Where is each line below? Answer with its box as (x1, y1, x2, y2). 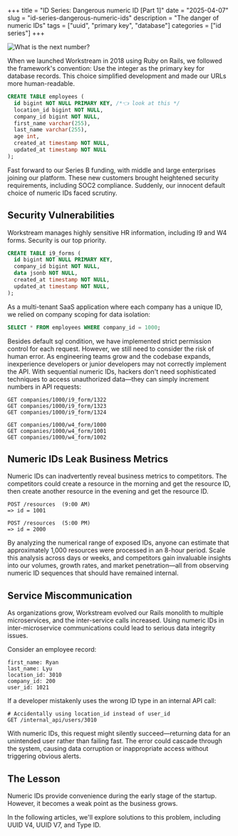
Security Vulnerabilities (7, 209, 115, 222)
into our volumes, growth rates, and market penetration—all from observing (7, 561, 229, 570)
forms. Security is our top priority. (7, 236, 107, 244)
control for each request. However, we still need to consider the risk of (7, 344, 214, 353)
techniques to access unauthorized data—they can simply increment (7, 374, 209, 383)
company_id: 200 (7, 678, 56, 685)
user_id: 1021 (7, 684, 50, 692)
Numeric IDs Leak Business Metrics (7, 453, 169, 465)
